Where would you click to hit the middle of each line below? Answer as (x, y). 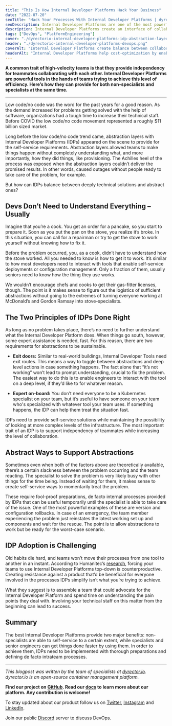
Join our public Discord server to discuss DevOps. (58, 718)
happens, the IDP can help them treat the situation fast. (71, 410)
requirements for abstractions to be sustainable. (56, 346)
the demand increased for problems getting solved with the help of (76, 110)
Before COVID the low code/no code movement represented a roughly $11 (83, 121)
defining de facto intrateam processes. (46, 657)
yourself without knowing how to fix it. (46, 243)
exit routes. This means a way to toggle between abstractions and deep (88, 362)
